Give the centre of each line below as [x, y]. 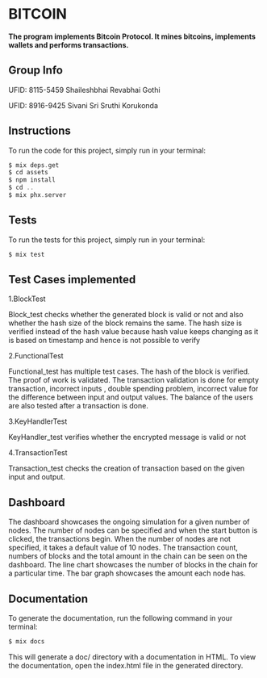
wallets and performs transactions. [69, 44]
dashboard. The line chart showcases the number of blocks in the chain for [133, 565]
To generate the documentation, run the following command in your [121, 618]
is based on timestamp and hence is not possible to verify [104, 341]
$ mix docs [27, 642]
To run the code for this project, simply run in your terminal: [107, 150]
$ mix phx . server [38, 195]
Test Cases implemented [72, 280]
